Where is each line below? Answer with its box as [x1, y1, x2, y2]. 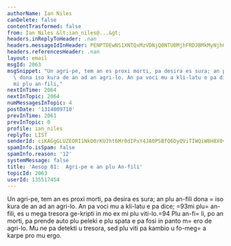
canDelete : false [7, 16, 57, 23]
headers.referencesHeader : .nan [7, 49, 100, 56]
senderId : [7, 138, 36, 145]
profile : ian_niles [7, 125, 63, 132]
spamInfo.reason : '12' [7, 150, 72, 158]
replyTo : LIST [7, 131, 48, 138]
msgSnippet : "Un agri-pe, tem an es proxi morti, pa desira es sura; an [7, 67, 220, 74]
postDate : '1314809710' [7, 106, 76, 113]
